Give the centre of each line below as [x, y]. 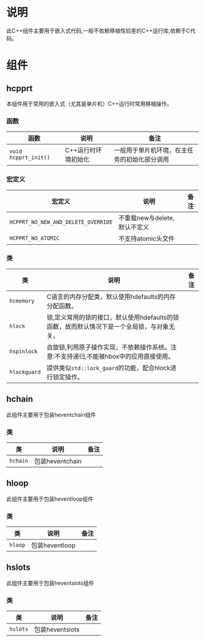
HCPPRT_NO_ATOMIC [34, 238]
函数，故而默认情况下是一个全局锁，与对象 [108, 326]
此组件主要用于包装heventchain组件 [51, 414]
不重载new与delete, [147, 218]
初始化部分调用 [147, 160]
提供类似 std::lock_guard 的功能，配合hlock [109, 368]
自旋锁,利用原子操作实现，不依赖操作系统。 [109, 347]
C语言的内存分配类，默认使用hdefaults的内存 [111, 296]
